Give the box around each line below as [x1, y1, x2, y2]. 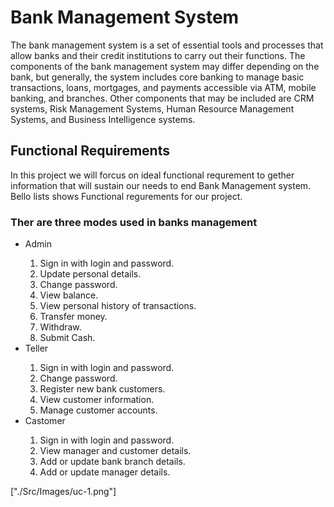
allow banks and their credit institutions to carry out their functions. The [10, 49, 306, 61]
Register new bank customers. [39, 383, 166, 395]
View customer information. [39, 394, 155, 406]
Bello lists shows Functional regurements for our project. [10, 190, 243, 202]
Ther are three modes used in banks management [10, 215, 258, 229]
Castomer [24, 415, 66, 427]
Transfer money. [39, 311, 108, 323]
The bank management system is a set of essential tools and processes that [10, 39, 324, 51]
